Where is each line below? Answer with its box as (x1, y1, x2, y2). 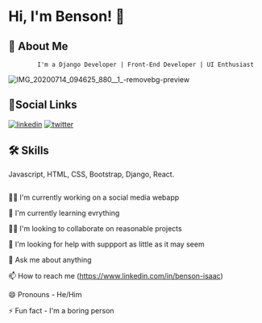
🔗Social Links (8, 98, 77, 112)
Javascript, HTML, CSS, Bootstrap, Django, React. (8, 169, 175, 179)
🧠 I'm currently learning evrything (8, 209, 120, 218)
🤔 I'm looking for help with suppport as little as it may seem (8, 239, 205, 249)
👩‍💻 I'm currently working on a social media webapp (8, 193, 180, 202)
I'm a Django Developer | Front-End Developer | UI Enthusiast (37, 60, 254, 68)
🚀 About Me (8, 39, 69, 53)
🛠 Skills (8, 144, 50, 158)
